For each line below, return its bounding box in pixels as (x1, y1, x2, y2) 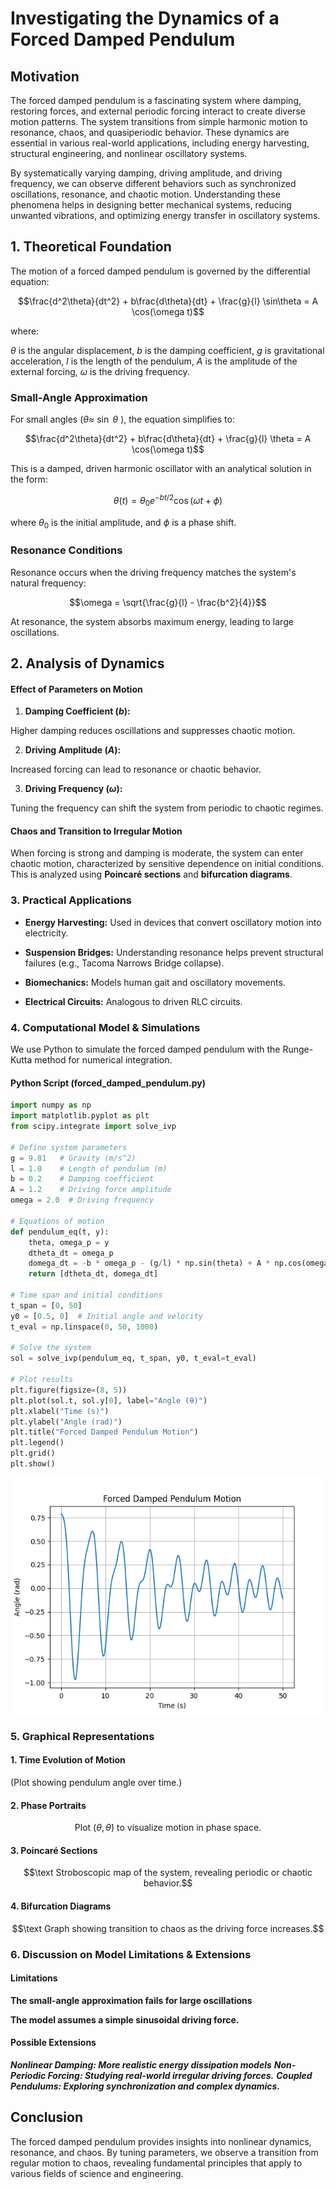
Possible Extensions (10, 2037, 97, 2049)
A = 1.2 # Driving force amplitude (10, 1185, 172, 1195)
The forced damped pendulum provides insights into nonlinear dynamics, (10, 2135, 312, 2147)
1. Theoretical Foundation (10, 238, 172, 256)
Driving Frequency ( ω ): (24, 783, 123, 795)
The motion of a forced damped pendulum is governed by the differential (10, 265, 311, 277)
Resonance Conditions (10, 543, 123, 557)
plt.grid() (10, 1448, 56, 1459)
